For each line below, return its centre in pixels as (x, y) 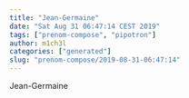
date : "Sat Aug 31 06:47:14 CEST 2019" (85, 26)
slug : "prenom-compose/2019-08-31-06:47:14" (95, 60)
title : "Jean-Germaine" (55, 18)
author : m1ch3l (38, 43)
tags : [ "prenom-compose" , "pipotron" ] (83, 34)
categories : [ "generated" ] (60, 52)
